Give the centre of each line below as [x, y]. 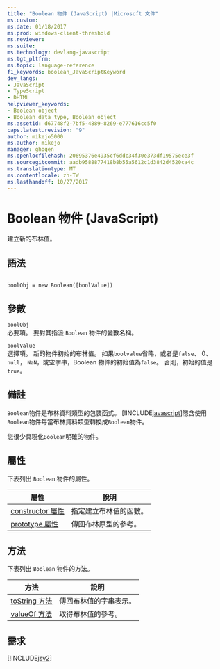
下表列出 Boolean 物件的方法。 [50, 569]
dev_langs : [23, 78]
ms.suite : [22, 46]
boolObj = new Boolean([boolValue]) [60, 286]
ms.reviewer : [26, 40]
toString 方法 [32, 601]
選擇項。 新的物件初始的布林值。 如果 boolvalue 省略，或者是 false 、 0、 [109, 353]
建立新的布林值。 [32, 239]
